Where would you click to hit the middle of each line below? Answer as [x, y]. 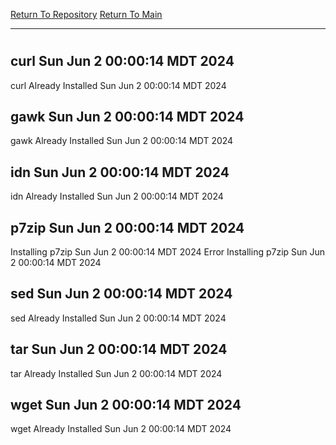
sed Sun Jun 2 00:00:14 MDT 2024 [121, 294]
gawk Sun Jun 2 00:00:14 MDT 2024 [127, 117]
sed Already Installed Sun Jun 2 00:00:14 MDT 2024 [118, 318]
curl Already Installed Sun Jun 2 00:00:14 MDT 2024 [118, 85]
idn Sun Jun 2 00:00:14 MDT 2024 [120, 172]
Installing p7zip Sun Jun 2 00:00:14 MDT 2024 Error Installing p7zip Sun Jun [168, 252]
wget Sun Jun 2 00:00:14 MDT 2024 [126, 405]
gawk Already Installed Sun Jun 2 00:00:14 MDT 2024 [122, 141]
